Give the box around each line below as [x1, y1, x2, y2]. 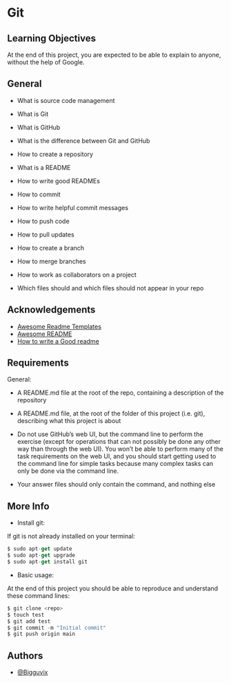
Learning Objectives [7, 32, 97, 44]
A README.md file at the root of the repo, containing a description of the [17, 389, 224, 397]
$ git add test [7, 617, 51, 625]
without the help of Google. [7, 58, 85, 66]
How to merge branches [17, 257, 86, 265]
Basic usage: [17, 570, 54, 579]
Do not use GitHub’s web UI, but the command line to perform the [17, 430, 203, 438]
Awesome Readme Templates [17, 322, 102, 330]
